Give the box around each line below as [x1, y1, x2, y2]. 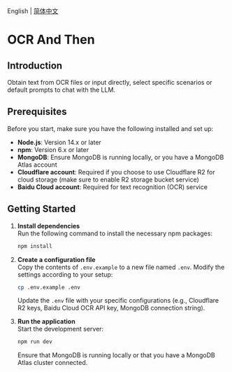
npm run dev [17, 338, 52, 345]
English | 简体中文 [7, 7, 59, 15]
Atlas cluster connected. [17, 359, 88, 367]
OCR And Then [7, 32, 96, 48]
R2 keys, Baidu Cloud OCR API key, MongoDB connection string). [17, 304, 205, 312]
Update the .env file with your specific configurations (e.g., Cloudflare [17, 296, 219, 305]
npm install [17, 242, 52, 249]
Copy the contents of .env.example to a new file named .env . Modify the [17, 263, 225, 271]
